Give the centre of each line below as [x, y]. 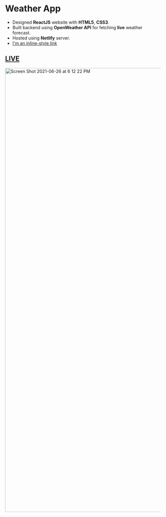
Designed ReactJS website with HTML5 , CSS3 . [61, 22]
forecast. [21, 33]
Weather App [33, 9]
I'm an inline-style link [35, 43]
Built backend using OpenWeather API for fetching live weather [77, 27]
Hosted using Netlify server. [41, 38]
